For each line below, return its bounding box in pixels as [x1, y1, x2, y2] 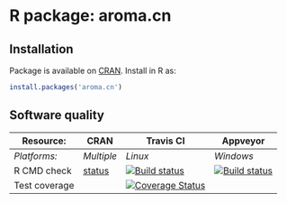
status [82, 164, 110, 177]
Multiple [82, 150, 118, 162]
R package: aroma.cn [9, 5, 172, 26]
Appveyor [221, 134, 265, 147]
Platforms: [13, 150, 58, 162]
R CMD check [13, 164, 72, 177]
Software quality [9, 107, 105, 123]
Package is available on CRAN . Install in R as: [9, 65, 177, 76]
